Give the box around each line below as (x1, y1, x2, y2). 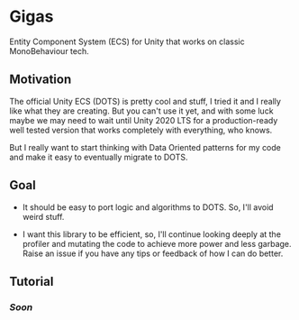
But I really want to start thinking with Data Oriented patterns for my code (9, 142, 282, 152)
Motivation (9, 72, 72, 87)
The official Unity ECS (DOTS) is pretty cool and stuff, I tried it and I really (9, 96, 282, 106)
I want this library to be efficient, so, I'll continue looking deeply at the (22, 228, 282, 240)
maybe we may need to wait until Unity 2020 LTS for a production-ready (9, 114, 278, 125)
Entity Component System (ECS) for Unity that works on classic (9, 36, 245, 47)
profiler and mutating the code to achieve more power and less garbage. (22, 238, 292, 249)
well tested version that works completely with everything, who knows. (9, 124, 273, 135)
